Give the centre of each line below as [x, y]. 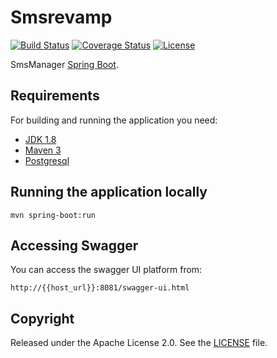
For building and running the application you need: [114, 120]
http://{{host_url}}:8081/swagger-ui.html [100, 288]
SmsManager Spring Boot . [64, 64]
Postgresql [47, 160]
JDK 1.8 [40, 139]
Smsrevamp [61, 17]
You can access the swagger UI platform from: [106, 270]
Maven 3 [43, 150]
